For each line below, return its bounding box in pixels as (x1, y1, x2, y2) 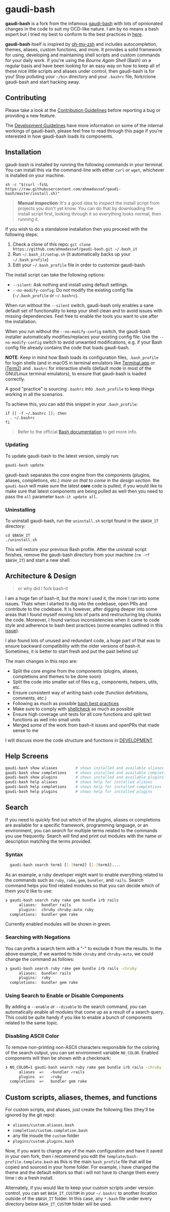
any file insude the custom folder (12, 1133, 80, 1139)
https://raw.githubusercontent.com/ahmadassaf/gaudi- (5, 187, 121, 192)
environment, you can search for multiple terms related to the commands (5, 827, 158, 833)
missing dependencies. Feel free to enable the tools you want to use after (5, 313, 158, 319)
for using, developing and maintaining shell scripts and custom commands (5, 52, 160, 58)
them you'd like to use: (5, 888, 53, 894)
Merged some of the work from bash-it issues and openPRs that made (12, 722, 159, 728)
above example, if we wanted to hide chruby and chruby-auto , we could (5, 951, 153, 957)
